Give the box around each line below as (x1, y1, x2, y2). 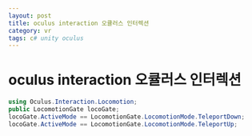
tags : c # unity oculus (8, 34, 84, 42)
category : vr (8, 26, 52, 34)
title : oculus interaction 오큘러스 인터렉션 (8, 19, 150, 27)
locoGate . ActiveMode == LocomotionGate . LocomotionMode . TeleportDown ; (8, 113, 246, 121)
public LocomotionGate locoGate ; (8, 106, 120, 114)
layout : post (8, 11, 52, 20)
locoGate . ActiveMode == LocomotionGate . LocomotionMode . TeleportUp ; (8, 120, 238, 128)
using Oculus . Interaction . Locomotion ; (8, 98, 138, 106)
